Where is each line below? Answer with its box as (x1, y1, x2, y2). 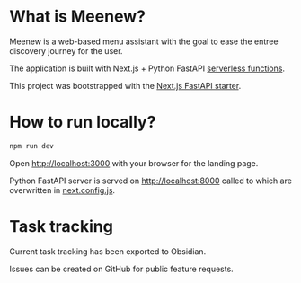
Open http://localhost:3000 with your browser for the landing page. (9, 157, 259, 168)
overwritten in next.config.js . (9, 184, 115, 195)
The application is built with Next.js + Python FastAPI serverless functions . (9, 63, 286, 74)
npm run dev (9, 141, 54, 150)
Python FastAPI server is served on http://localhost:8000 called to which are (9, 175, 292, 186)
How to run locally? (9, 112, 156, 132)
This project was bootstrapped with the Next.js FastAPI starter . (9, 80, 242, 91)
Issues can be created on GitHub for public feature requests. (9, 263, 234, 274)
